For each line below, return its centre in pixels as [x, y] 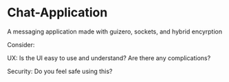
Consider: [21, 44]
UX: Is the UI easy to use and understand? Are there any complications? [109, 58]
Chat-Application [57, 13]
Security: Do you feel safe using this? [60, 71]
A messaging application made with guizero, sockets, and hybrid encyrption [115, 31]
